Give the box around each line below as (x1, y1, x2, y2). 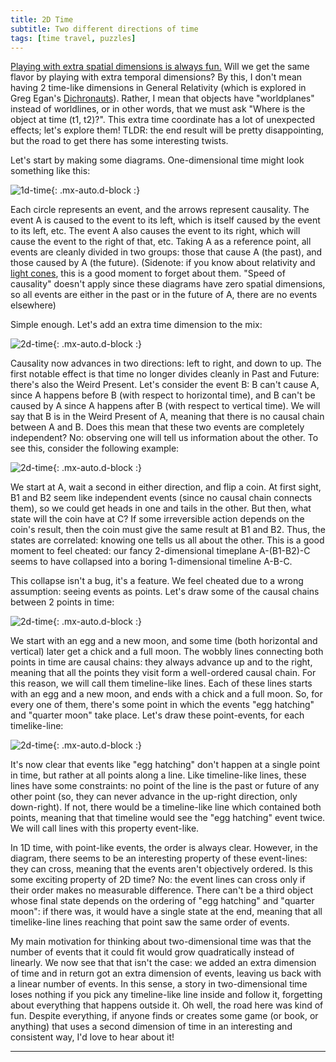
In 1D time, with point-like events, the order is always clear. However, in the (10, 842, 318, 854)
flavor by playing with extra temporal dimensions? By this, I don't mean (10, 71, 303, 83)
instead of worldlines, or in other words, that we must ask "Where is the (10, 103, 306, 115)
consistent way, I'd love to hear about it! (10, 1031, 175, 1043)
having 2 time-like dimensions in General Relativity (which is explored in (10, 82, 307, 94)
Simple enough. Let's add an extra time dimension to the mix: (10, 319, 263, 331)
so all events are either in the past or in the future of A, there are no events (10, 289, 318, 301)
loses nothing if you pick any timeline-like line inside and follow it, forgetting (10, 989, 323, 1001)
